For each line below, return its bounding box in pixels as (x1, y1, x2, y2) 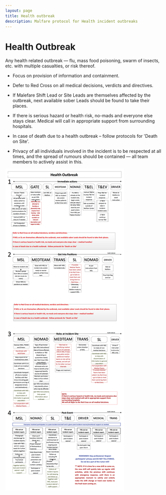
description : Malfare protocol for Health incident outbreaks (5, 19, 138, 24)
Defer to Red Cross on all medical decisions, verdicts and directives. (12, 82, 154, 89)
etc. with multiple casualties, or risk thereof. (5, 63, 96, 69)
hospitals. (12, 123, 33, 129)
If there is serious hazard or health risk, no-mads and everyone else (12, 113, 153, 119)
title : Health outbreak (5, 13, 55, 19)
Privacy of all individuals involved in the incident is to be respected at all (12, 148, 161, 154)
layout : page (5, 8, 33, 13)
